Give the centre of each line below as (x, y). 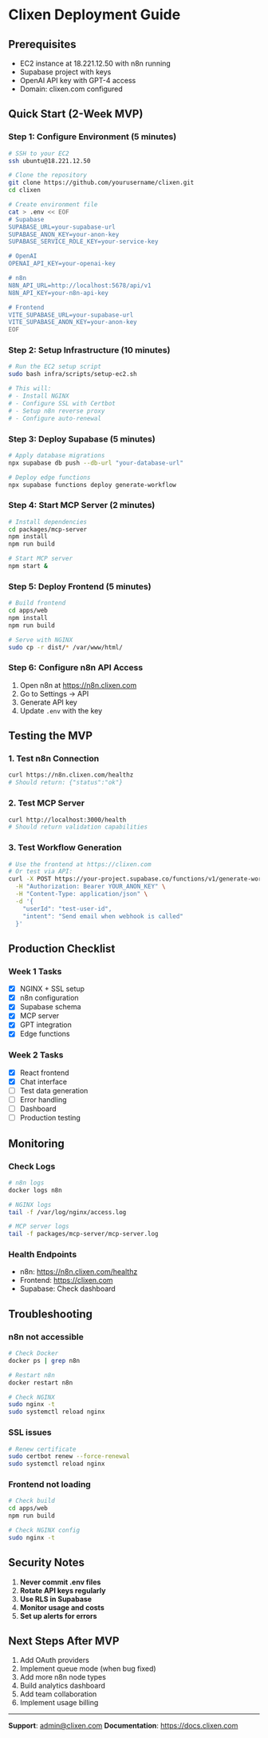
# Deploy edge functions (49, 477)
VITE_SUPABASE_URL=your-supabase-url (71, 315)
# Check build (32, 1501)
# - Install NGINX (39, 396)
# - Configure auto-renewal (55, 418)
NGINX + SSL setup (52, 989)
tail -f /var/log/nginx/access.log (67, 1212)
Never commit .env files (60, 1582)
